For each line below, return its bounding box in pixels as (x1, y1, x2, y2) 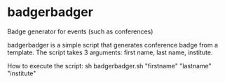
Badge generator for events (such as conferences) (7, 27, 154, 36)
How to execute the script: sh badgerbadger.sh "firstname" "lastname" (7, 61, 212, 70)
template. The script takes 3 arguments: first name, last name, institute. (7, 48, 213, 56)
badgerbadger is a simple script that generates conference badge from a (7, 40, 219, 49)
